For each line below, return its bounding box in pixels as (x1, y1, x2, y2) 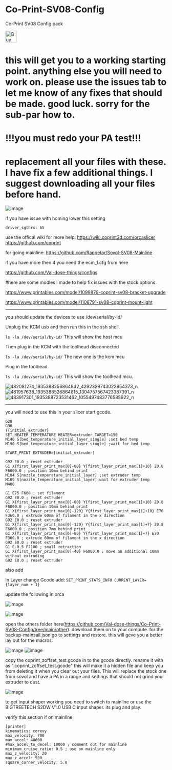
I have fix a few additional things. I (5, 167, 153, 178)
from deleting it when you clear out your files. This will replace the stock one (5, 668, 167, 674)
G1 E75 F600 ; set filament (5, 491, 66, 496)
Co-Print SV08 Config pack (5, 20, 63, 27)
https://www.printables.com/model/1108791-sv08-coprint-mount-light (5, 299, 153, 305)
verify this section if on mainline (5, 714, 73, 720)
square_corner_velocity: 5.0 (5, 760, 68, 765)
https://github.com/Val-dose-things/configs (5, 269, 98, 276)
